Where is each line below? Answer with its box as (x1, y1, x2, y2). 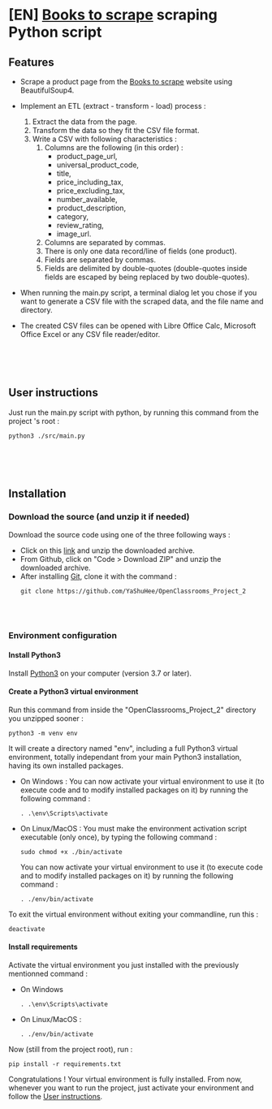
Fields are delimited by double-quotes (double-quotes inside (44, 264, 248, 273)
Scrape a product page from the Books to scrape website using (19, 77, 233, 86)
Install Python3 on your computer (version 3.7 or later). (8, 668, 192, 678)
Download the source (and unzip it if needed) (8, 511, 190, 523)
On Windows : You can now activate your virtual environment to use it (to (19, 776, 265, 786)
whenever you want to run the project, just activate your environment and (8, 1083, 254, 1093)
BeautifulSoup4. (19, 85, 75, 95)
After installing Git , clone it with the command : (19, 571, 177, 581)
